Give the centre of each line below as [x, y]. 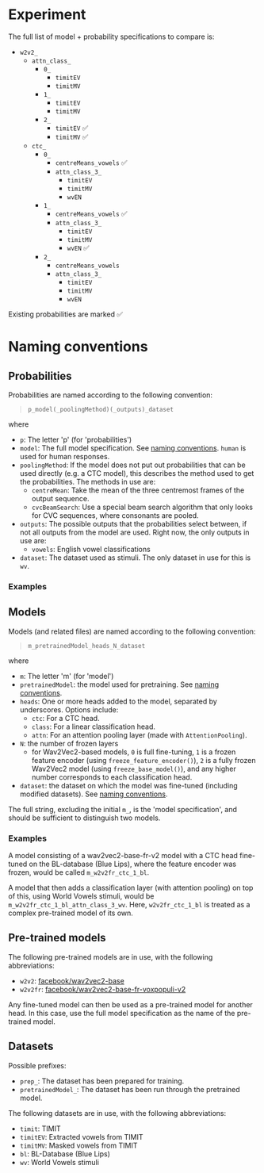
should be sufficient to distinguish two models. [84, 818]
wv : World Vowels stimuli [59, 1162]
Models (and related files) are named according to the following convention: [132, 631]
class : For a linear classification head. [94, 726]
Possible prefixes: [37, 1065]
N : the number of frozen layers [69, 743]
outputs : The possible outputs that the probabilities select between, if [133, 523]
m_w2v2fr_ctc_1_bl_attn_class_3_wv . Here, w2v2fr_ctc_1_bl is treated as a [129, 904]
